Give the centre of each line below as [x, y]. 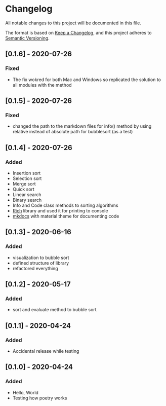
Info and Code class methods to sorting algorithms [65, 205]
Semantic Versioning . [27, 38]
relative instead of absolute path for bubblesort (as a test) [73, 132]
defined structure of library [41, 263]
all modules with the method [42, 85]
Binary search [27, 200]
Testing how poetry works [40, 398]
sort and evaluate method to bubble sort [55, 310]
